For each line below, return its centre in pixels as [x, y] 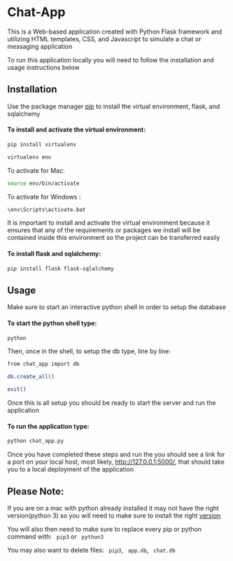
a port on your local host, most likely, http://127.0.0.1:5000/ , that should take [116, 462]
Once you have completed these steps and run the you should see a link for [116, 455]
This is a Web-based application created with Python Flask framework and [115, 31]
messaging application [40, 46]
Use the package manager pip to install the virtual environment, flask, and [114, 106]
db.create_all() [31, 377]
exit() [17, 390]
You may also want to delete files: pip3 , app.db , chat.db [92, 550]
